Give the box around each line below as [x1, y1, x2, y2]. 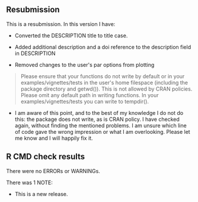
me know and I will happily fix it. [14, 134, 93, 142]
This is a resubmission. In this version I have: [6, 20, 116, 27]
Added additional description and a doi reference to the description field [14, 43, 191, 50]
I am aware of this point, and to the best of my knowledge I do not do [14, 109, 184, 116]
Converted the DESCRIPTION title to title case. [14, 32, 128, 39]
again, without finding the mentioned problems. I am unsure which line [14, 121, 187, 129]
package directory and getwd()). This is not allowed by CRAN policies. [20, 85, 193, 92]
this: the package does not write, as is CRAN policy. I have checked [14, 116, 180, 123]
